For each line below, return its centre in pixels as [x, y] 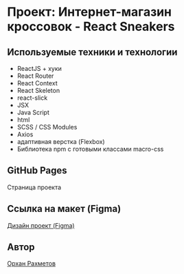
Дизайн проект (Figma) [41, 225]
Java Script [33, 112]
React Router [35, 76]
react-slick [32, 98]
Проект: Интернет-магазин [90, 12]
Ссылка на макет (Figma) [64, 209]
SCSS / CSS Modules [47, 127]
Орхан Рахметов [32, 264]
